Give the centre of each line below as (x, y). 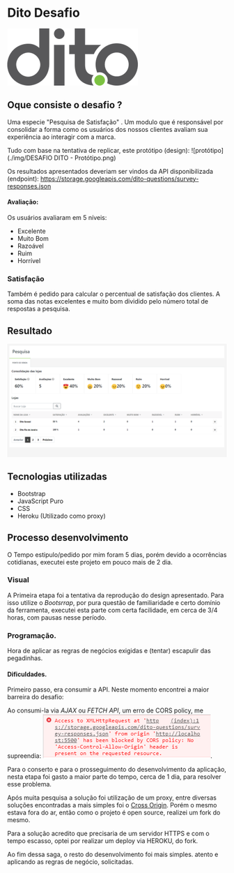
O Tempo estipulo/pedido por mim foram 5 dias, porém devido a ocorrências (117, 554)
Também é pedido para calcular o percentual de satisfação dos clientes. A (114, 294)
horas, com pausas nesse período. (57, 617)
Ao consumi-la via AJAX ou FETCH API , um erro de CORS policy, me (106, 710)
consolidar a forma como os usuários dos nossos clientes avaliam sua (108, 129)
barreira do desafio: (36, 697)
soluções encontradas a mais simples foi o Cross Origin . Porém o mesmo (112, 805)
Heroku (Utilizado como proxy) (61, 516)
